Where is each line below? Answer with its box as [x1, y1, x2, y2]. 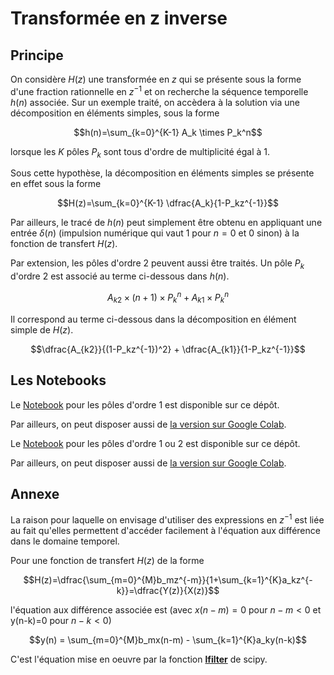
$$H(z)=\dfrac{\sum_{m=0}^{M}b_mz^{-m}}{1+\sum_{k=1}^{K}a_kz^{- [23, 573, 313, 586]
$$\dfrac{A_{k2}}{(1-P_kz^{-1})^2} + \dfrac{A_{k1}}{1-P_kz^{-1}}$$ [30, 343, 306, 355]
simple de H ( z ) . [10, 323, 74, 336]
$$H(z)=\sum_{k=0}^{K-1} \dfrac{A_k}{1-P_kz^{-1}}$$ [56, 197, 280, 209]
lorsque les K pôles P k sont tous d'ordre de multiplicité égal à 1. [10, 145, 271, 160]
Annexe [10, 485, 60, 502]
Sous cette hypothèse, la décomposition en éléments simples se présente [10, 167, 315, 179]
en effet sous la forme [10, 178, 102, 190]
